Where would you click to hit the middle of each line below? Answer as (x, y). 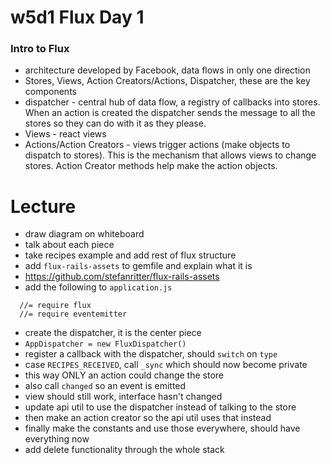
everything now (57, 439)
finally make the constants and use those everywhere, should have (162, 428)
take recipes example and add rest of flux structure (130, 255)
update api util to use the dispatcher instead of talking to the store (160, 407)
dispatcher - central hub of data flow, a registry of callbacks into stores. (172, 102)
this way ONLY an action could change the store (124, 375)
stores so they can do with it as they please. (115, 123)
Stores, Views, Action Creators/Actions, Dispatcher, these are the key (167, 81)
